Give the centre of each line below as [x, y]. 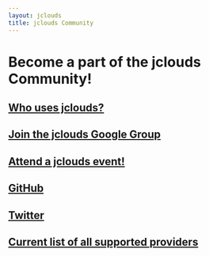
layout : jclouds [35, 15]
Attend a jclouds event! [66, 162]
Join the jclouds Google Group [84, 135]
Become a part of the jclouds [105, 62]
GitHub [26, 188]
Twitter [27, 215]
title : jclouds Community [51, 23]
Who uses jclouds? [56, 108]
